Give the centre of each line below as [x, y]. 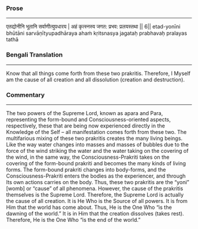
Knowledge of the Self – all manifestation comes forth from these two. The [96, 132]
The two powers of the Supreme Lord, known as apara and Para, [85, 113]
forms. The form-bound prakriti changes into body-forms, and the [86, 169]
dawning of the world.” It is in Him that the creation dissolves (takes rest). [95, 213]
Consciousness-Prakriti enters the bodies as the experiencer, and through [96, 176]
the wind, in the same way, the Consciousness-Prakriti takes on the [88, 157]
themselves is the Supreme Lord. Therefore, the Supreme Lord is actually [95, 194]
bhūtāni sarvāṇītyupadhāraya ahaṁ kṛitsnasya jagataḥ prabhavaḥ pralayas [97, 33]
